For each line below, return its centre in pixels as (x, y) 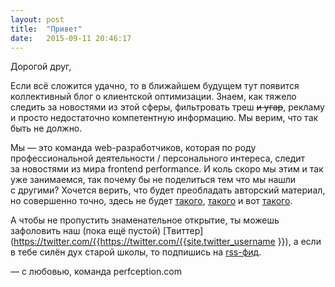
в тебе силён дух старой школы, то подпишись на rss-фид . (136, 252)
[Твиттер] (183, 231)
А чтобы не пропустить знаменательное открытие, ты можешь (145, 220)
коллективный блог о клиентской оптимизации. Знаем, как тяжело (153, 97)
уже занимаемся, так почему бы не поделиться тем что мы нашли (153, 180)
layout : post (37, 19)
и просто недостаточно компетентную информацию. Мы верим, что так (164, 118)
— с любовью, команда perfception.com (96, 272)
